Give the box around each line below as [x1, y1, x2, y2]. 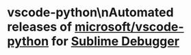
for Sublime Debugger [51, 34, 180, 49]
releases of [7, 19, 73, 35]
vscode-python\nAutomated [7, 5, 174, 20]
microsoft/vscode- [74, 19, 184, 35]
